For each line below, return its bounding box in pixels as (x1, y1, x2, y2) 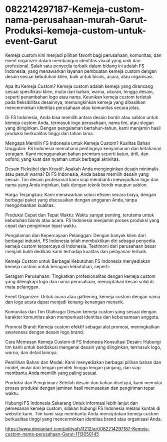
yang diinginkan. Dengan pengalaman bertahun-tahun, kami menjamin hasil (5, 125, 161, 131)
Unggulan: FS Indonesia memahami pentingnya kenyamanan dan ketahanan (5, 145, 161, 151)
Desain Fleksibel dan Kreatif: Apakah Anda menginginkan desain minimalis (5, 166, 159, 172)
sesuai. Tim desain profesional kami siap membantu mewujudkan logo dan (5, 176, 159, 182)
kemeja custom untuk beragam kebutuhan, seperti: (5, 263, 110, 269)
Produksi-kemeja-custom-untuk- (5, 25, 146, 36)
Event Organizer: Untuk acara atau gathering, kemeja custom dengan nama (5, 293, 160, 299)
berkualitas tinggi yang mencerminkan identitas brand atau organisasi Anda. (5, 416, 162, 422)
